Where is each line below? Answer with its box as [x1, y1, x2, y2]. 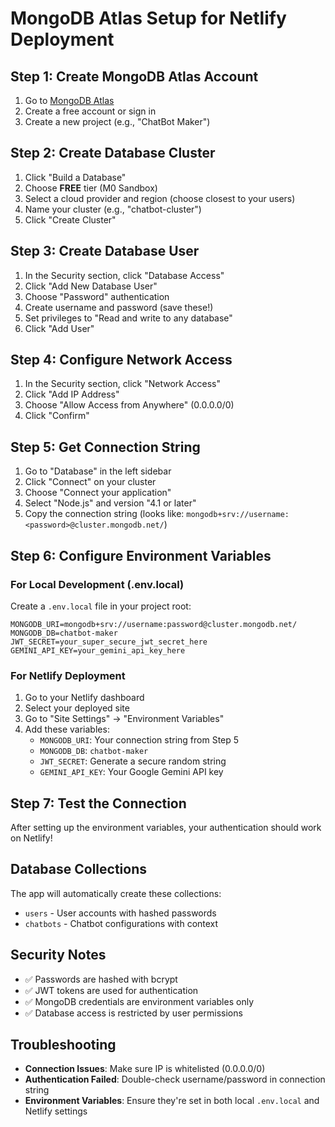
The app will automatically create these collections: [10, 887, 222, 899]
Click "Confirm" [24, 410, 90, 422]
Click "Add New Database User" [24, 280, 158, 292]
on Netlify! [10, 832, 53, 844]
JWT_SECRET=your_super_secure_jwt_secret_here [10, 637, 208, 647]
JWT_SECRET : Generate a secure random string [39, 755, 227, 767]
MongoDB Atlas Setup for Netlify [10, 7, 287, 30]
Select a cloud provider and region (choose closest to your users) [24, 192, 296, 204]
